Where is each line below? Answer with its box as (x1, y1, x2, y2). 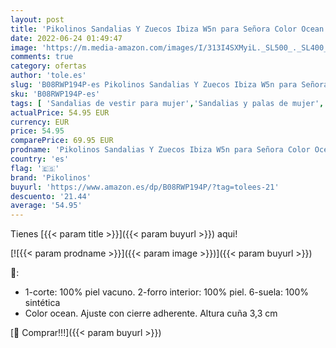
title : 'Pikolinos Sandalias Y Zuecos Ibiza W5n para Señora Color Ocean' (10, 24, 329, 34)
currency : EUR (10, 117, 70, 127)
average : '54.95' (10, 201, 83, 211)
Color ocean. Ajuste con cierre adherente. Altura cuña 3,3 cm (24, 307, 278, 320)
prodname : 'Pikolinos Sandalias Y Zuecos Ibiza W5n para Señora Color (10, 145, 311, 155)
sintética (24, 297, 61, 309)
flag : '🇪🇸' (10, 163, 60, 173)
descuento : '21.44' (10, 191, 92, 201)
